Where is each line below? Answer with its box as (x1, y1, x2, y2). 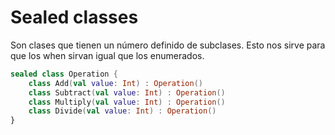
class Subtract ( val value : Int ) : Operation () (28, 87, 226, 98)
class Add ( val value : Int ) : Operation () (28, 78, 203, 88)
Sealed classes (10, 6, 139, 29)
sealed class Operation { (10, 69, 118, 79)
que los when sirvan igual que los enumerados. (10, 49, 205, 61)
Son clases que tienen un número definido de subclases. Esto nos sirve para (10, 39, 326, 51)
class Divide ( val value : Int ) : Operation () (28, 106, 217, 116)
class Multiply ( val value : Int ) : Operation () (28, 97, 226, 107)
